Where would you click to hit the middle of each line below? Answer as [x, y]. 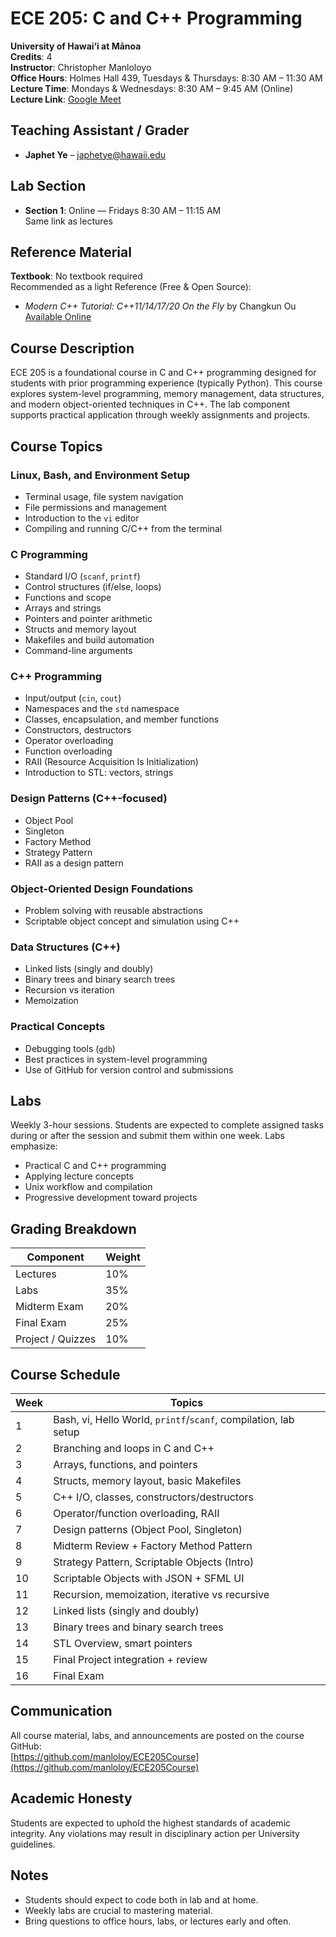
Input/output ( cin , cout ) [73, 698]
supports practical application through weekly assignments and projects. [160, 415]
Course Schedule [65, 1374]
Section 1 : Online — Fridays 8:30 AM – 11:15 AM [123, 210]
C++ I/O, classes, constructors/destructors [154, 1497]
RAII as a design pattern [74, 863]
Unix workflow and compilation [88, 1187]
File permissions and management [95, 507]
